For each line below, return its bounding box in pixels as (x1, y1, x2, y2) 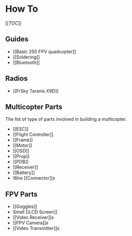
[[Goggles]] (12, 203, 37, 210)
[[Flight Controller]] (12, 132, 54, 138)
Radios (5, 74, 28, 83)
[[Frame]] (12, 137, 33, 143)
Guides (5, 35, 29, 44)
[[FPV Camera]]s (12, 220, 49, 226)
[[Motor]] (12, 142, 32, 148)
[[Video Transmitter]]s (12, 225, 60, 231)
